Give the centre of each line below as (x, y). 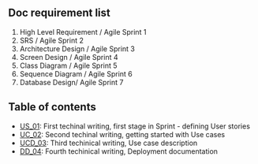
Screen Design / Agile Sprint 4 (69, 57)
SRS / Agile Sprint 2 (52, 40)
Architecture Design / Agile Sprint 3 (77, 48)
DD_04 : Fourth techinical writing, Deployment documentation (119, 151)
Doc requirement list (59, 13)
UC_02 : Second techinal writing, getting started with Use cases (122, 134)
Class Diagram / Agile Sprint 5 (68, 65)
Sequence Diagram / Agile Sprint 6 (76, 73)
